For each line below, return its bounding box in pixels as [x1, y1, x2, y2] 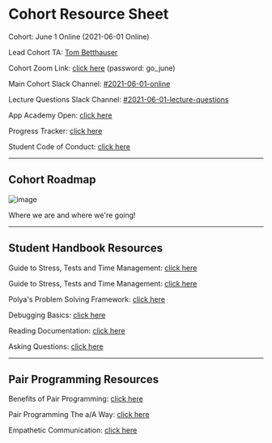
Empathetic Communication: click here [8, 425, 138, 435]
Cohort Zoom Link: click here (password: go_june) [8, 62, 176, 73]
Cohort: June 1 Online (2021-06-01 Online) [8, 32, 150, 41]
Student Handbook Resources [8, 241, 164, 256]
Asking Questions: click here [8, 342, 104, 351]
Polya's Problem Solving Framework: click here [8, 294, 166, 304]
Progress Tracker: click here [8, 126, 103, 135]
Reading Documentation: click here [8, 325, 125, 335]
